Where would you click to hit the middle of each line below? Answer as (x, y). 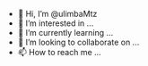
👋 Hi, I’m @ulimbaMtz (57, 14)
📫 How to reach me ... (59, 52)
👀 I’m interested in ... (56, 23)
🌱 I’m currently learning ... (65, 33)
